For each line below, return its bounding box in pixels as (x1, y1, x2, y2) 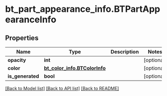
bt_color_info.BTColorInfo (44, 65, 106, 71)
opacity (7, 57, 26, 63)
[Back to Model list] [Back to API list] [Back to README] (5, 86, 119, 91)
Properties (5, 34, 39, 42)
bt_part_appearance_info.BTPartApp (5, 3, 161, 15)
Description (110, 48, 139, 55)
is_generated (7, 73, 39, 80)
